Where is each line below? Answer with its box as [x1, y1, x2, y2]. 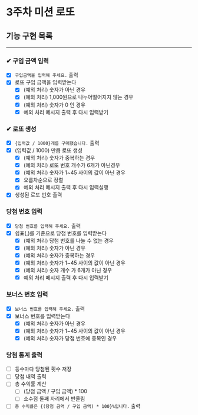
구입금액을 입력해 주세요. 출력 [14, 72, 78, 79]
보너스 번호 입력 [6, 291, 48, 299]
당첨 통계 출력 [6, 350, 43, 359]
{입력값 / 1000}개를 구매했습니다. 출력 [14, 139, 100, 146]
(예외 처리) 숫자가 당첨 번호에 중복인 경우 [23, 334, 117, 342]
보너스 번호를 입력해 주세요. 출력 [14, 305, 85, 312]
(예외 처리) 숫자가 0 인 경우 [23, 101, 86, 108]
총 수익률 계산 [14, 380, 47, 388]
